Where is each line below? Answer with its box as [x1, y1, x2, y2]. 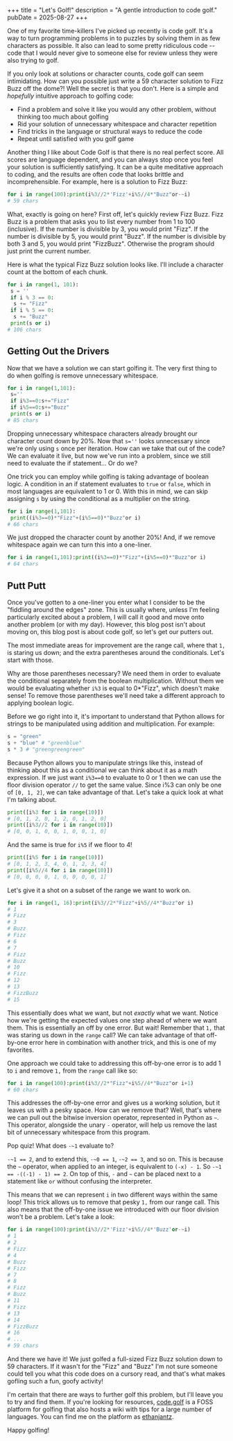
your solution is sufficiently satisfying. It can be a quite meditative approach [7, 163, 223, 171]
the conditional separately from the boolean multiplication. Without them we [7, 676, 224, 685]
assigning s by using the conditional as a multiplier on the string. [7, 494, 191, 502]
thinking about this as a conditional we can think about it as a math [7, 766, 198, 774]
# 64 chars [7, 561, 39, 568]
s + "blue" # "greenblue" [7, 739, 82, 747]
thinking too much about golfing [17, 112, 109, 121]
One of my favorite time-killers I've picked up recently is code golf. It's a [7, 27, 214, 35]
